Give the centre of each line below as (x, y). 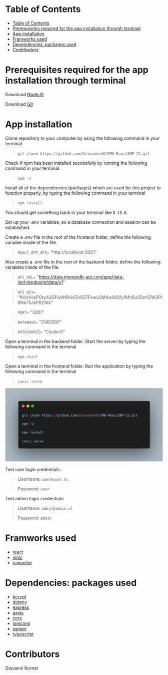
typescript (23, 634)
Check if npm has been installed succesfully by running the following (76, 163)
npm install (30, 203)
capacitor (22, 563)
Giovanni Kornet (22, 668)
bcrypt (19, 596)
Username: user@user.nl (43, 479)
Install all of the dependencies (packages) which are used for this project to (83, 188)
